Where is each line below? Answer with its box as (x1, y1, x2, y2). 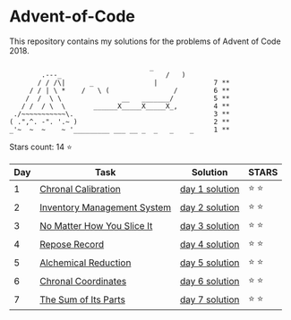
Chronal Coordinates (39, 275, 127, 288)
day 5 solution (179, 257, 240, 269)
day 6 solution (179, 275, 240, 288)
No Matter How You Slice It (39, 220, 153, 232)
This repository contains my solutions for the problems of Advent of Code (9, 36, 281, 46)
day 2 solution (179, 201, 240, 214)
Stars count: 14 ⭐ (9, 141, 73, 152)
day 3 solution (179, 220, 240, 232)
